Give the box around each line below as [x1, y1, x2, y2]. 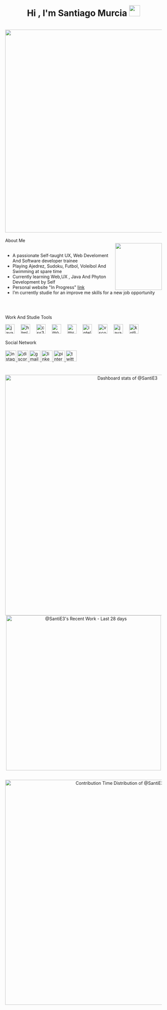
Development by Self [12, 279, 56, 285]
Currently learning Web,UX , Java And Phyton [12, 274, 106, 280]
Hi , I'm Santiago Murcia [27, 7, 128, 19]
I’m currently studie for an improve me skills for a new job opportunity [12, 290, 155, 296]
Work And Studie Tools [5, 314, 52, 320]
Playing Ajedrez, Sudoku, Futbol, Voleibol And [12, 263, 106, 269]
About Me [5, 237, 26, 243]
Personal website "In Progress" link [12, 284, 85, 290]
